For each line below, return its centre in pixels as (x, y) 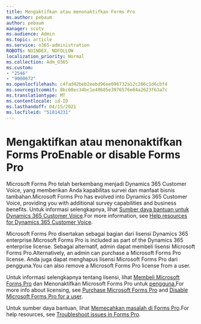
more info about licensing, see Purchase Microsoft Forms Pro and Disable (97, 290)
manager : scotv (25, 28)
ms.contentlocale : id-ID (37, 101)
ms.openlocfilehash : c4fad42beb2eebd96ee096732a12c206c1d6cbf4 (87, 85)
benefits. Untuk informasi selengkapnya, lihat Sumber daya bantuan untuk (98, 209)
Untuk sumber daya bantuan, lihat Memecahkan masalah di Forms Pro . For (98, 308)
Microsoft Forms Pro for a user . (45, 296)
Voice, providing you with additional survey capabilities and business (91, 203)
